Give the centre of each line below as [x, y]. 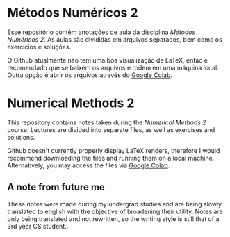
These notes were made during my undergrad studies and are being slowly [115, 204]
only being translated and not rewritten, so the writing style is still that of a [113, 219]
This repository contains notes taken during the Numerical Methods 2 [107, 122]
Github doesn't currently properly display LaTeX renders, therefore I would [114, 150]
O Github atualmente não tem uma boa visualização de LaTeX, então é [108, 60]
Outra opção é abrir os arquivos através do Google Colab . [90, 75]
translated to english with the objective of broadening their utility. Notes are [115, 211]
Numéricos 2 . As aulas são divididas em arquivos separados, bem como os [115, 39]
